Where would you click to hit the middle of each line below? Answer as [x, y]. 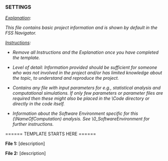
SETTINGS [18, 7]
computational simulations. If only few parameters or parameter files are [88, 93]
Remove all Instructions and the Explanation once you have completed [86, 52]
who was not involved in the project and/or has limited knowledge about [87, 73]
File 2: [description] [26, 153]
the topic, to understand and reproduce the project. [66, 78]
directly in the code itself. [39, 104]
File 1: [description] [25, 143]
